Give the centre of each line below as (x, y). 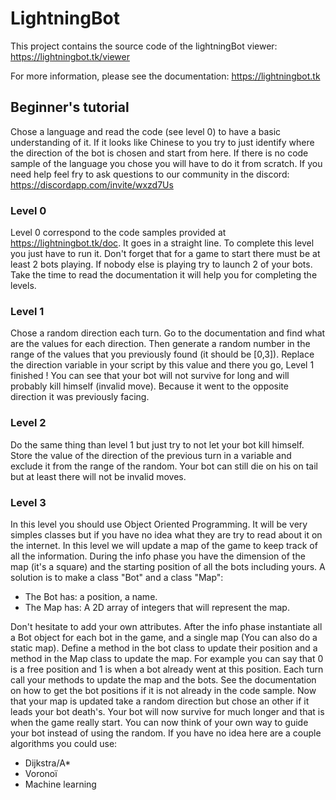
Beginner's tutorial (70, 107)
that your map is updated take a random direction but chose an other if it (160, 701)
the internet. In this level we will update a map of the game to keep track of (164, 545)
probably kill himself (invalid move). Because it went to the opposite (149, 386)
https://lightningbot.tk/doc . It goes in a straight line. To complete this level (162, 243)
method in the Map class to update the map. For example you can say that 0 (167, 658)
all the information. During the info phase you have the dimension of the (158, 556)
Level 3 (28, 502)
